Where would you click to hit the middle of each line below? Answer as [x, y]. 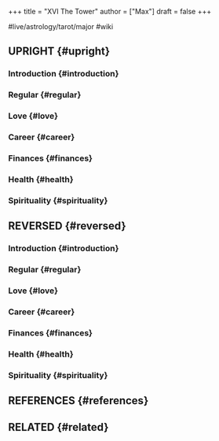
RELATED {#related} [58, 427]
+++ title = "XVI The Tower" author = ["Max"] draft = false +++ [110, 11]
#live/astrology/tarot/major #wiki [61, 26]
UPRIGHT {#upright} [59, 52]
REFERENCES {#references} [78, 401]
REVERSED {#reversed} [68, 226]
